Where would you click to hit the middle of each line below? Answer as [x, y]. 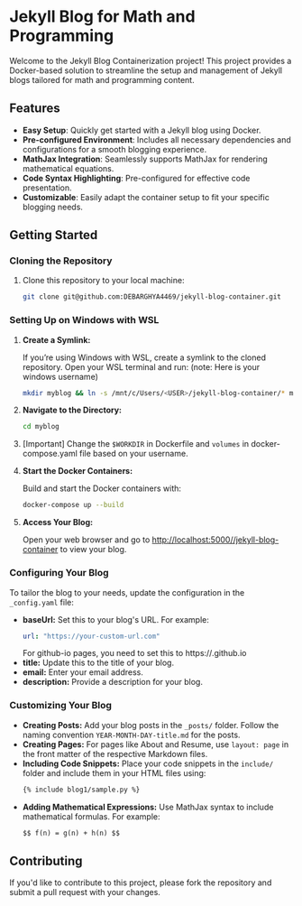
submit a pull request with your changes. [85, 892]
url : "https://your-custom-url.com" [91, 636]
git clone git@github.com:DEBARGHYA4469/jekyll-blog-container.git [151, 297]
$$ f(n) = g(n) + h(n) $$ [71, 833]
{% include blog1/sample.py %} [81, 790]
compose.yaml [50, 454]
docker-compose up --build [73, 505]
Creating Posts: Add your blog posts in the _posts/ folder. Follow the [151, 725]
